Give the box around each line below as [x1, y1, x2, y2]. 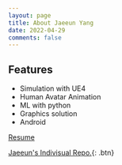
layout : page [8, 11, 51, 20]
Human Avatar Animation [19, 92, 101, 102]
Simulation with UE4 [19, 84, 86, 93]
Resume [8, 133, 36, 142]
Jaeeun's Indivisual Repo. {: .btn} [8, 148, 115, 158]
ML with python [19, 100, 71, 111]
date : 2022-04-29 [8, 26, 66, 34]
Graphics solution [19, 109, 78, 118]
